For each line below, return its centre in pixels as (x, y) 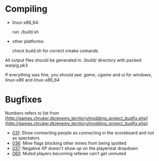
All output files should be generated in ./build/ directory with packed (73, 60)
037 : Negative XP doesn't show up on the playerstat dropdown (75, 148)
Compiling (26, 9)
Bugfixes (24, 99)
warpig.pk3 (17, 65)
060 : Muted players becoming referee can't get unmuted (69, 153)
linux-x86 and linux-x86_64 (32, 80)
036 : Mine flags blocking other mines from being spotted (69, 143)
